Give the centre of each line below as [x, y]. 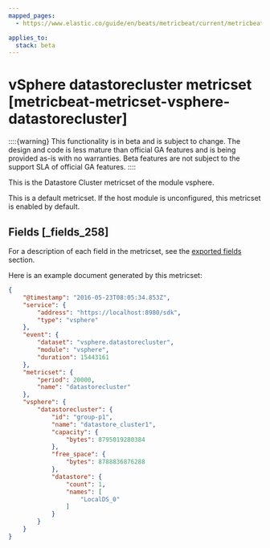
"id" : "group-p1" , [82, 417]
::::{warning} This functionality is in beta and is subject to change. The [125, 141]
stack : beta [36, 45]
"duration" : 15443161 [74, 357]
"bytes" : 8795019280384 [106, 440]
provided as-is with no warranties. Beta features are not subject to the [124, 158]
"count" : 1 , [86, 484]
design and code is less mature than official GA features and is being [122, 150]
